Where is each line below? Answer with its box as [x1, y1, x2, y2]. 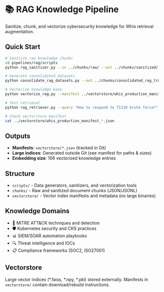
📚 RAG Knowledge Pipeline [5, 4, 119, 15]
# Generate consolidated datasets [5, 74, 76, 79]
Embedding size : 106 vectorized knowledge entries [12, 155, 116, 161]
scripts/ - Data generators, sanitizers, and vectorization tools [12, 182, 137, 188]
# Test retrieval [5, 100, 41, 105]
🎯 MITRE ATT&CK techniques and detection [12, 220, 100, 225]
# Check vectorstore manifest [5, 113, 67, 119]
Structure [5, 169, 35, 178]
